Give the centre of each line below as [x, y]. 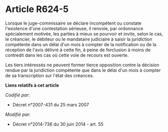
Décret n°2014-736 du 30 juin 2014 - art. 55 [58, 124]
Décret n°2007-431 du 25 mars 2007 [51, 104]
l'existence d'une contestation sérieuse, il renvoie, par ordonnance [74, 28]
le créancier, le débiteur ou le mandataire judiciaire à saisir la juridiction [79, 39]
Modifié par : [18, 114]
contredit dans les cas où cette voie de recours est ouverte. [67, 55]
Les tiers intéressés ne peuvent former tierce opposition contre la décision [82, 65]
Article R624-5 [37, 9]
